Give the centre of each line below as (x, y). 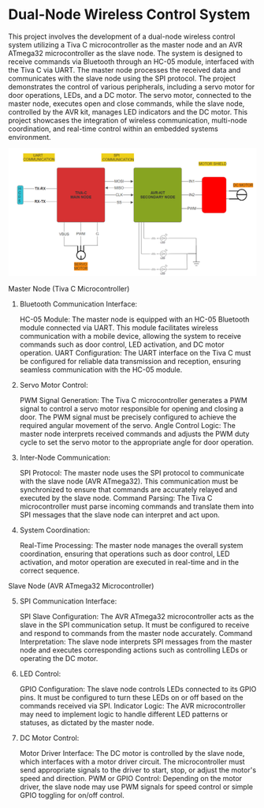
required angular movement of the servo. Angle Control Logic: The (128, 426)
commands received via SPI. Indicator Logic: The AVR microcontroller (132, 706)
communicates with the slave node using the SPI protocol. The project (122, 78)
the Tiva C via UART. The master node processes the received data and (125, 70)
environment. (30, 137)
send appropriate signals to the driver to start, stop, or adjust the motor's (138, 770)
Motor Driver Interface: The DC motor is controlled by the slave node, (132, 754)
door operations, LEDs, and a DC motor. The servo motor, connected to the (130, 95)
